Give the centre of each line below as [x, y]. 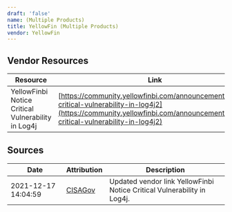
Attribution [84, 169]
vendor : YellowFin [33, 33]
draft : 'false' [29, 13]
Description [165, 169]
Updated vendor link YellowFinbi [162, 181]
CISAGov [80, 190]
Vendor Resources [48, 60]
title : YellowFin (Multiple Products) [63, 26]
